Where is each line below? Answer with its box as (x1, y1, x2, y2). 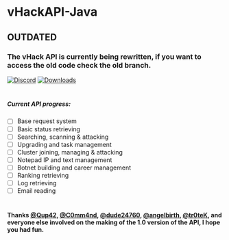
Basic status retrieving (16, 124, 81, 133)
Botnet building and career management (16, 163, 132, 172)
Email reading (16, 187, 56, 195)
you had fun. (7, 226, 45, 234)
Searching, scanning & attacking (16, 133, 109, 141)
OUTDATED (7, 31, 57, 43)
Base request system (16, 117, 77, 125)
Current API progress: (7, 100, 71, 108)
